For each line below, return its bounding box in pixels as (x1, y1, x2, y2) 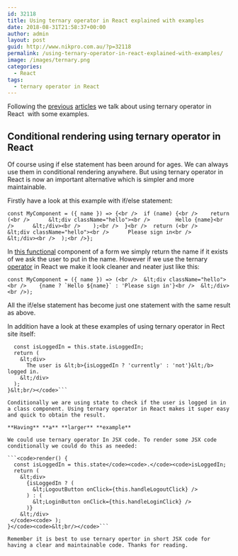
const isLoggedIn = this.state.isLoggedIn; (13, 344, 144, 351)
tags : (7, 76, 23, 84)
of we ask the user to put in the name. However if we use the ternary (7, 255, 208, 263)
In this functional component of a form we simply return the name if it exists (7, 247, 229, 256)
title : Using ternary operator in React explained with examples (7, 17, 204, 24)
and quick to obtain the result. (7, 412, 106, 419)
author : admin (7, 30, 50, 38)
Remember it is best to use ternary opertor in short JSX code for (7, 535, 211, 543)
